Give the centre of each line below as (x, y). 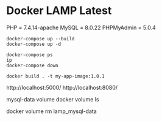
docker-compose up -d (34, 44)
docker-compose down (33, 65)
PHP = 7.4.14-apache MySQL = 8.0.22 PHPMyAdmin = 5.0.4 (81, 28)
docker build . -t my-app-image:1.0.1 (55, 76)
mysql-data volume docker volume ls (53, 99)
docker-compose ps (30, 55)
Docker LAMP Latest (59, 11)
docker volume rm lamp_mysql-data (52, 111)
